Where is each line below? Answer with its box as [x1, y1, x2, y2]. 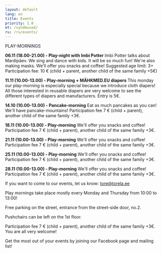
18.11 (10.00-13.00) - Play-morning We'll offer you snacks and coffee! [5, 122, 146, 128]
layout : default [5, 7, 38, 12]
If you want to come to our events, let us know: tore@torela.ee [5, 181, 130, 186]
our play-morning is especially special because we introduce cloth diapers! [5, 83, 156, 88]
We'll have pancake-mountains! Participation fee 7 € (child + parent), [5, 108, 144, 113]
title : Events [5, 16, 34, 21]
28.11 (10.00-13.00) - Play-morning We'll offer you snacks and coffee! [5, 166, 146, 172]
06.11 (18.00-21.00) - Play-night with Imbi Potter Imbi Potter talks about [5, 53, 150, 58]
